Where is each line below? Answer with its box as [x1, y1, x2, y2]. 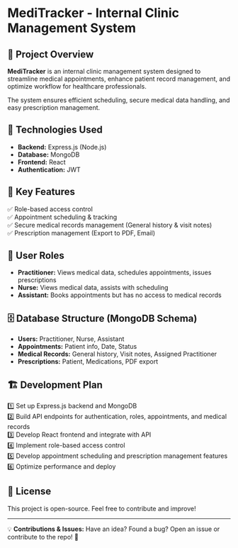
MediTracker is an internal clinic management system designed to [7, 67, 201, 75]
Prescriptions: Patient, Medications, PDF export [17, 357, 159, 366]
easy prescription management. [7, 104, 101, 111]
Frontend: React [17, 157, 66, 166]
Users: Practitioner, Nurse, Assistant [17, 335, 125, 343]
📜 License [7, 486, 52, 498]
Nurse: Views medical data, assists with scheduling [17, 284, 169, 292]
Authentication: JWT [17, 165, 81, 174]
